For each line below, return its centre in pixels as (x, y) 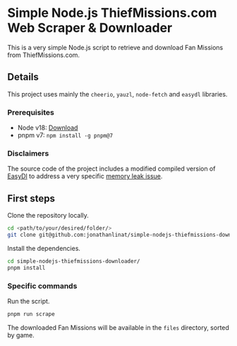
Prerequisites (31, 112)
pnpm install (26, 268)
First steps (31, 198)
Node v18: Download (48, 128)
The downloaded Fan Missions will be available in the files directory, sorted (118, 327)
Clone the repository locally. (48, 216)
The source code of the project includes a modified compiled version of (111, 169)
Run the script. (29, 301)
